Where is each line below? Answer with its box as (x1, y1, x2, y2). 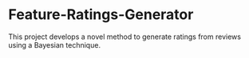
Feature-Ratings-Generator (8, 6, 194, 24)
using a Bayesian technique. (8, 40, 101, 49)
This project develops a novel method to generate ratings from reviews (8, 32, 242, 41)
